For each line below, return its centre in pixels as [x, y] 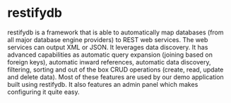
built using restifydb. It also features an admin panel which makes [103, 84]
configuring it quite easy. [43, 92]
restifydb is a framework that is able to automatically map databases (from [115, 32]
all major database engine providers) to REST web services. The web [108, 39]
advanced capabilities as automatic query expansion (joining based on [110, 55]
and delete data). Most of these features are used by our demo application [115, 77]
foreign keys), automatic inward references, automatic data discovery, [109, 62]
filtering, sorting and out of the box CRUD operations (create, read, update [115, 69]
